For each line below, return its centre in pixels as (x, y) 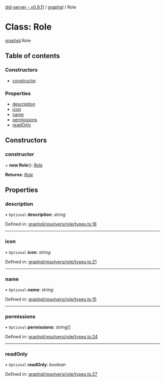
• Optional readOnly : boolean (36, 365)
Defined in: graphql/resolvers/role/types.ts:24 (52, 337)
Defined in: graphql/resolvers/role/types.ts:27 (51, 374)
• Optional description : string (35, 215)
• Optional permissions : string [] (38, 327)
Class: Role (28, 27)
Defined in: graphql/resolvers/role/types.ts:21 (51, 262)
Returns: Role (19, 174)
